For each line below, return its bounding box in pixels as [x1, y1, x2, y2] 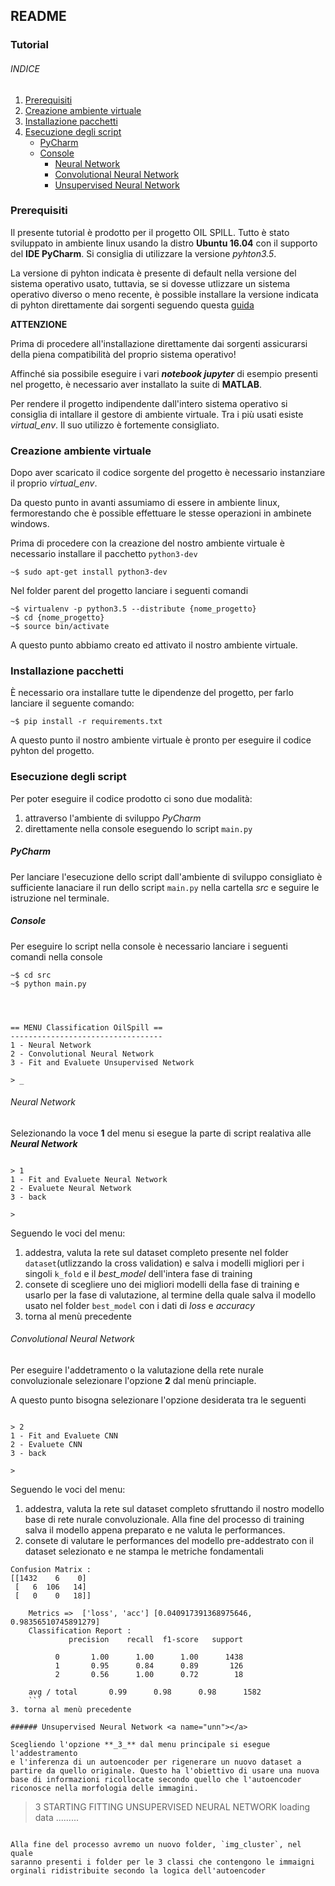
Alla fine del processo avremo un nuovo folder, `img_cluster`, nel [10, 1840, 302, 1850]
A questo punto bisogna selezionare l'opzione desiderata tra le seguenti [10, 1394, 307, 1406]
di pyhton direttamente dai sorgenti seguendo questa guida [10, 299, 255, 311]
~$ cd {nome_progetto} [10, 613, 105, 623]
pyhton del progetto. [10, 745, 95, 757]
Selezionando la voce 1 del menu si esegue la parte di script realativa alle [10, 1127, 312, 1139]
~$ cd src [10, 970, 52, 980]
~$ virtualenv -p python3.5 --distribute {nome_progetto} [10, 604, 257, 614]
